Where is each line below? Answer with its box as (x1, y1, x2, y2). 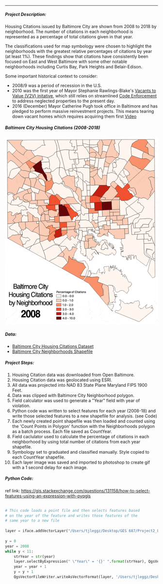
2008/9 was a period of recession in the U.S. (12, 82, 102, 88)
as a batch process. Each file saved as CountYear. (12, 428, 113, 434)
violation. (12, 403, 31, 409)
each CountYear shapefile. (12, 454, 65, 460)
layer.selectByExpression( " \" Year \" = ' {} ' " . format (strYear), (14, 559, 147, 564)
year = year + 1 (14, 564, 47, 569)
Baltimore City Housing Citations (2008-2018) (5, 125, 100, 130)
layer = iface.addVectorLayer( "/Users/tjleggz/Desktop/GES (5, 529, 127, 534)
